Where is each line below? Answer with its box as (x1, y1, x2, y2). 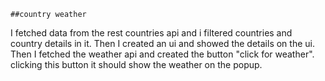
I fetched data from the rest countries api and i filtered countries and (10, 27, 293, 39)
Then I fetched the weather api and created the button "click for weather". (10, 48, 315, 60)
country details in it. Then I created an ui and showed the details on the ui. (10, 38, 315, 49)
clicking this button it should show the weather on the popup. (10, 59, 263, 70)
